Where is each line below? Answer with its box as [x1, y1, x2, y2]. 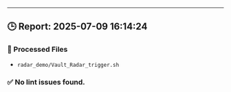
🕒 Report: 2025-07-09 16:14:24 [7, 21, 148, 33]
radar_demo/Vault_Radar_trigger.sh [16, 61, 120, 68]
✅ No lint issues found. [7, 77, 86, 87]
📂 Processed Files [7, 45, 68, 55]
